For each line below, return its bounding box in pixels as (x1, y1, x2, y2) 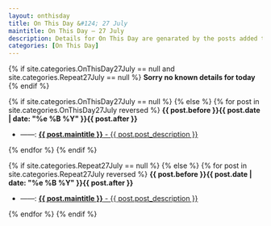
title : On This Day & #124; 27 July (8, 19, 128, 27)
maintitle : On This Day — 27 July (8, 27, 125, 35)
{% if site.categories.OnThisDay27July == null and (8, 64, 175, 73)
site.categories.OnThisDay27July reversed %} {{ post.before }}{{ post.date (8, 106, 261, 115)
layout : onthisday (8, 11, 70, 20)
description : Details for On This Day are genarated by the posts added (8, 34, 258, 43)
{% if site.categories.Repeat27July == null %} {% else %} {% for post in (8, 161, 248, 170)
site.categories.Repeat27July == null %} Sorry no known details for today (8, 73, 256, 82)
